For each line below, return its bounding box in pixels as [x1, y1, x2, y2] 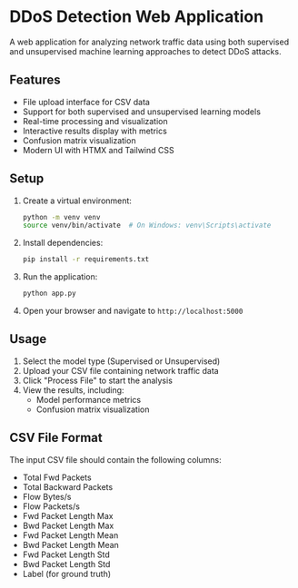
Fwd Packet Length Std [22, 549, 111, 560]
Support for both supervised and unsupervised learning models [22, 106, 262, 117]
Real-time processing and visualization [22, 115, 168, 126]
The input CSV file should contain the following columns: [9, 454, 223, 465]
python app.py [22, 289, 76, 299]
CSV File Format [9, 430, 103, 446]
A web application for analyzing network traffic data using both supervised [9, 36, 289, 47]
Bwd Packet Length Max [22, 520, 114, 531]
